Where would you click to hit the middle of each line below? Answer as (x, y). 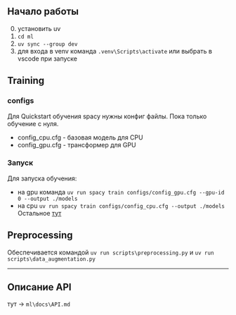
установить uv (39, 28)
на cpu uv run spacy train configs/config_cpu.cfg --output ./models (121, 205)
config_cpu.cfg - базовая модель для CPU (80, 137)
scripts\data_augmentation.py (52, 259)
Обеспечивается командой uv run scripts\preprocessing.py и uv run (111, 252)
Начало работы (43, 12)
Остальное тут (39, 213)
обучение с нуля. (33, 123)
